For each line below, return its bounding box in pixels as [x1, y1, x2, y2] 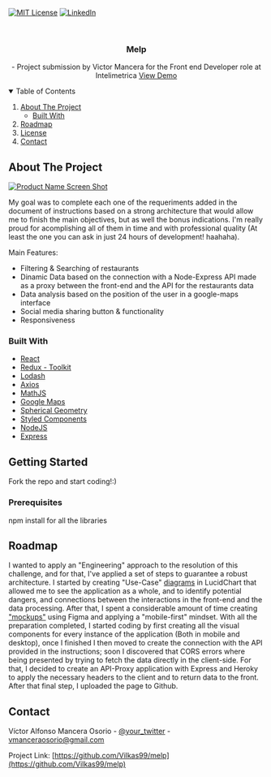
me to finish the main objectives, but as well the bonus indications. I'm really [8, 215, 264, 225]
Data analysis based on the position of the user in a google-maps [19, 289, 239, 300]
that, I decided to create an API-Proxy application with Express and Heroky [8, 664, 258, 674]
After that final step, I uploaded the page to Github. [8, 681, 179, 691]
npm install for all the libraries [8, 516, 108, 525]
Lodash [19, 371, 46, 381]
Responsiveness [19, 315, 75, 325]
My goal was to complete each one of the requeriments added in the [8, 197, 238, 207]
